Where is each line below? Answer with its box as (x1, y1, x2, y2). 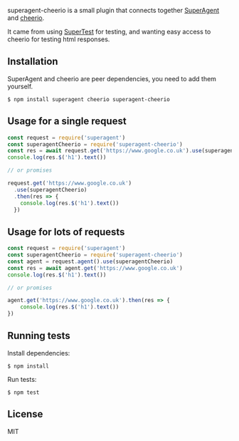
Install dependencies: (7, 348, 70, 357)
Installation (7, 56, 58, 68)
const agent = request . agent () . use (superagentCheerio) (7, 258, 174, 265)
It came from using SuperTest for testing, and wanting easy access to (7, 28, 211, 36)
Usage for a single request (7, 115, 127, 128)
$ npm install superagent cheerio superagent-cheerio (7, 95, 171, 103)
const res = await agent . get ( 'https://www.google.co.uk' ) (7, 264, 183, 271)
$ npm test (7, 388, 40, 396)
